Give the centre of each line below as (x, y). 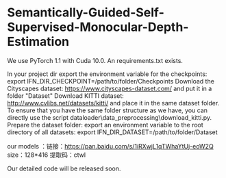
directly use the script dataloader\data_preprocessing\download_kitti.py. (110, 117)
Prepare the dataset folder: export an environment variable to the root (105, 125)
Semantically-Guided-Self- (86, 13)
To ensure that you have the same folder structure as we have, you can (107, 110)
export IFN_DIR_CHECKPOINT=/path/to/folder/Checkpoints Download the (111, 81)
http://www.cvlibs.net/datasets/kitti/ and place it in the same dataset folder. (113, 103)
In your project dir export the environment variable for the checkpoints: (107, 74)
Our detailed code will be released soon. (64, 168)
